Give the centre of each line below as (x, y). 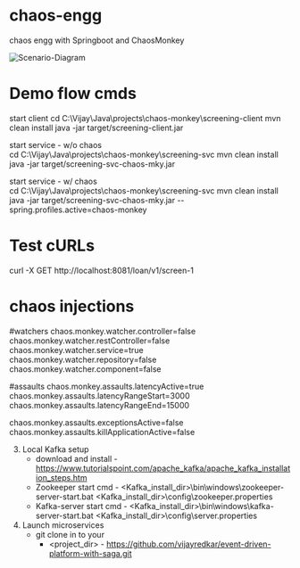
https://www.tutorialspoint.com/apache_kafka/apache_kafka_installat (163, 468)
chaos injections (72, 306)
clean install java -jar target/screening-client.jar (96, 128)
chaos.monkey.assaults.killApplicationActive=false (102, 432)
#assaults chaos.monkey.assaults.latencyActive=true (107, 386)
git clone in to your (70, 534)
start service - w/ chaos (54, 181)
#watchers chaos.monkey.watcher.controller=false (103, 331)
